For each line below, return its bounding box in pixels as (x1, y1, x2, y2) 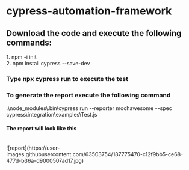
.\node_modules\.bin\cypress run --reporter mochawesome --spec (6, 105, 173, 112)
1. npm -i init (6, 53, 37, 61)
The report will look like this (6, 124, 77, 132)
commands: (6, 37, 52, 47)
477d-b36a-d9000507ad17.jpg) (6, 157, 84, 165)
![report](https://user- (6, 144, 60, 151)
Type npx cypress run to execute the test (6, 74, 128, 83)
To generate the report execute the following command (6, 91, 171, 99)
